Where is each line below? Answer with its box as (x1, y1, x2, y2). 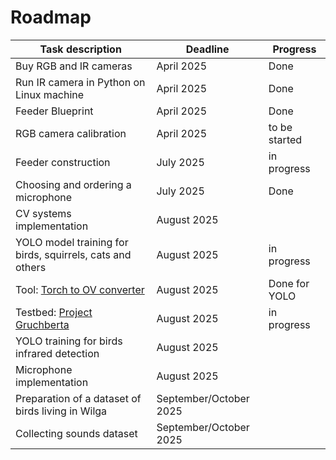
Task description (39, 42, 122, 56)
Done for (268, 276, 310, 290)
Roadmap (10, 6, 92, 29)
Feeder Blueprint (15, 104, 94, 118)
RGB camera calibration (15, 126, 127, 140)
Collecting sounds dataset (15, 426, 138, 440)
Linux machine (15, 87, 85, 101)
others (15, 260, 47, 274)
